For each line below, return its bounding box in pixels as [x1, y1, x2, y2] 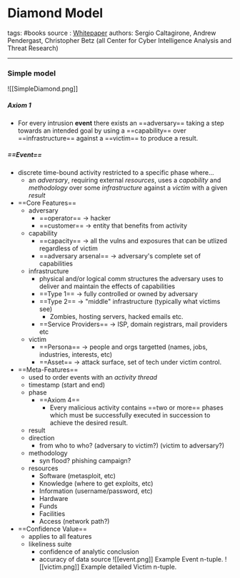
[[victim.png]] [39, 562, 80, 572]
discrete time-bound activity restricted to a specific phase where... [17, 168, 214, 177]
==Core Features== [17, 198, 76, 208]
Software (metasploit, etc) [39, 472, 116, 480]
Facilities [39, 509, 66, 518]
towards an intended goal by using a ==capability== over [17, 126, 187, 135]
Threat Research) [7, 44, 59, 52]
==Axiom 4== [39, 396, 81, 405]
